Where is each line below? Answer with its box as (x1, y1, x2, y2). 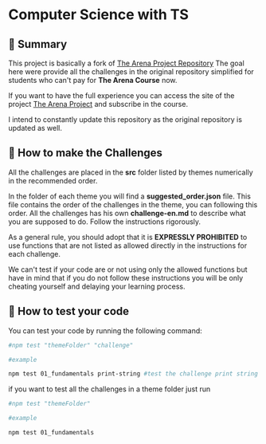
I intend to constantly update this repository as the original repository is (8, 115, 243, 124)
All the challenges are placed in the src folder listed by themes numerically (8, 167, 253, 177)
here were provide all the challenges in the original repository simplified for (8, 67, 255, 77)
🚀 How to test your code (8, 305, 130, 318)
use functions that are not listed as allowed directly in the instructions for (8, 241, 248, 250)
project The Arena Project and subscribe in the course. (8, 100, 189, 108)
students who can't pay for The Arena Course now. (8, 76, 178, 84)
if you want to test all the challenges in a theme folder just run (8, 384, 211, 394)
